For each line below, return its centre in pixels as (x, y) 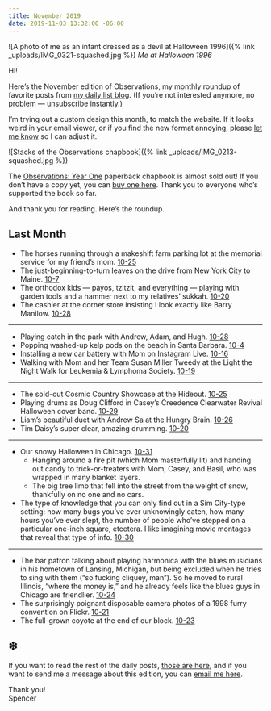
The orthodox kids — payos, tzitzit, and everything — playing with (129, 288)
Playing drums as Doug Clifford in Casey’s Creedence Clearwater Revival (141, 403)
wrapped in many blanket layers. (86, 478)
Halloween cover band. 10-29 (69, 412)
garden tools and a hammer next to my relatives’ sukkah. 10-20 (125, 296)
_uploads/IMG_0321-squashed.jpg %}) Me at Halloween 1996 (110, 55)
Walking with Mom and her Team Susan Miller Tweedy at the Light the (136, 362)
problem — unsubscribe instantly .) (66, 103)
